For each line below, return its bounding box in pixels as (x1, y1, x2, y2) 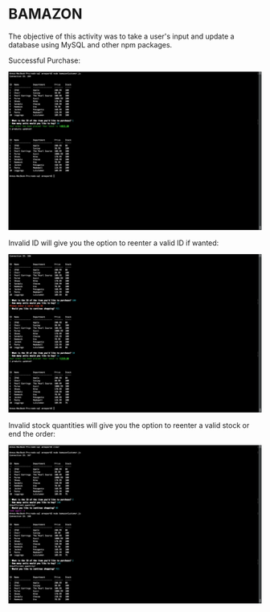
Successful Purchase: (8, 55, 80, 65)
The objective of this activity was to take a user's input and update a (8, 31, 235, 41)
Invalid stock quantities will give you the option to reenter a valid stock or (8, 420, 250, 430)
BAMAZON (8, 5, 83, 23)
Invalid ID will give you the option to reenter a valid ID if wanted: (8, 238, 219, 248)
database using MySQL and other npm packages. (8, 39, 173, 49)
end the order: (8, 429, 56, 438)
